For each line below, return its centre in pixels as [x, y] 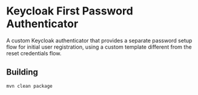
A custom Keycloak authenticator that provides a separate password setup [99, 40]
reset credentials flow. [34, 53]
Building [22, 72]
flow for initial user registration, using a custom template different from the [99, 47]
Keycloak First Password [70, 11]
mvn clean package [29, 86]
